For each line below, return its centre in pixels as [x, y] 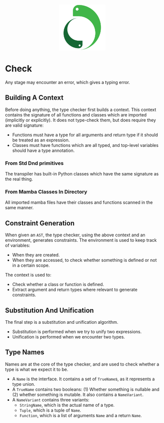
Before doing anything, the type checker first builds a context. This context [81, 110]
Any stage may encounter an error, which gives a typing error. [68, 82]
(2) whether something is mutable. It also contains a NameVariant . [78, 395]
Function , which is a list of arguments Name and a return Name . [81, 415]
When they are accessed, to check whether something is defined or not [84, 260]
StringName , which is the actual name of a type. [67, 405]
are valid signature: [24, 125]
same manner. [19, 208]
